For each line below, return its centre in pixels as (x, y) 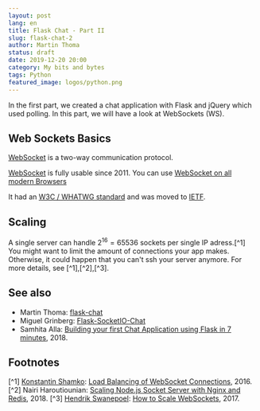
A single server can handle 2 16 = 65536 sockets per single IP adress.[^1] (127, 242)
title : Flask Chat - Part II (56, 30)
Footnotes (34, 362)
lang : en (23, 23)
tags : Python (30, 75)
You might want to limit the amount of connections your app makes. (119, 251)
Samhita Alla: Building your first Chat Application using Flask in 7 (126, 329)
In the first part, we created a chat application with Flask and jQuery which (130, 105)
